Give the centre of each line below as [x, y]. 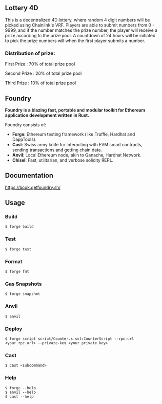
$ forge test [18, 249]
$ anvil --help [20, 392]
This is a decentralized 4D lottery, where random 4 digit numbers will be [78, 20]
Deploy [14, 329]
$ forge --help [20, 388]
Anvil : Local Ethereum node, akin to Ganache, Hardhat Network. [77, 155]
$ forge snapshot [23, 294]
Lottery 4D [22, 8]
